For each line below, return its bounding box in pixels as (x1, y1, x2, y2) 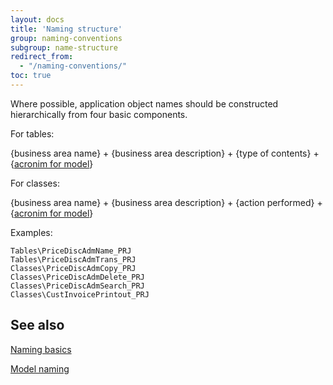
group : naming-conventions (10, 33, 123, 43)
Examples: (10, 226, 53, 238)
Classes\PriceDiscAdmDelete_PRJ (10, 272, 145, 282)
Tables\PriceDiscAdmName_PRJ (10, 246, 132, 256)
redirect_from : (10, 52, 74, 62)
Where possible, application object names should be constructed (10, 97, 279, 110)
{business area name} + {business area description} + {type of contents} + (10, 147, 320, 159)
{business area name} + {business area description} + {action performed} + (10, 196, 323, 208)
